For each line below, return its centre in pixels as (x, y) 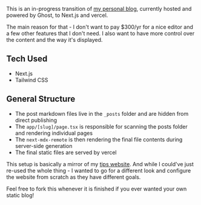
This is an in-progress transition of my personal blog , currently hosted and (99, 9)
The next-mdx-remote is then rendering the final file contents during (99, 139)
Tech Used (27, 59)
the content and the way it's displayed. (54, 40)
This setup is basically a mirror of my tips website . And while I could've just (100, 164)
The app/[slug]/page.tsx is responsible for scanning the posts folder (101, 126)
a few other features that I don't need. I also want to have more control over (100, 33)
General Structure (41, 99)
